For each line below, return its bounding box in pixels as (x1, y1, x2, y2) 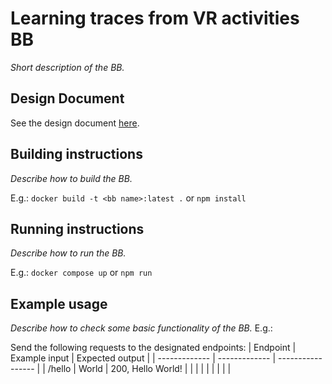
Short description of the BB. (10, 61, 125, 73)
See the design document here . (10, 117, 140, 129)
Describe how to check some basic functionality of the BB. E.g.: (10, 322, 273, 334)
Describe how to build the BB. (10, 172, 133, 184)
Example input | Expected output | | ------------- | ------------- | (10, 352, 277, 364)
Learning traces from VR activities (10, 7, 300, 30)
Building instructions (10, 146, 143, 163)
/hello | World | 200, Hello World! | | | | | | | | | (47, 363, 232, 375)
